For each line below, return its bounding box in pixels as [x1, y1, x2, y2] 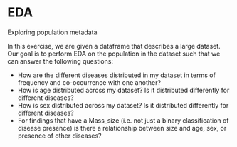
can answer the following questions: [7, 56, 114, 65]
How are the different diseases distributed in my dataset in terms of [17, 71, 216, 79]
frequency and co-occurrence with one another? [17, 78, 162, 86]
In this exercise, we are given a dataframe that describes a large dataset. [7, 41, 221, 50]
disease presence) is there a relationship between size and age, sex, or [17, 123, 227, 132]
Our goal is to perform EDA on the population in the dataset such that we [7, 49, 221, 58]
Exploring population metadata [7, 28, 98, 36]
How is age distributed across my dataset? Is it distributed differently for [17, 86, 230, 94]
